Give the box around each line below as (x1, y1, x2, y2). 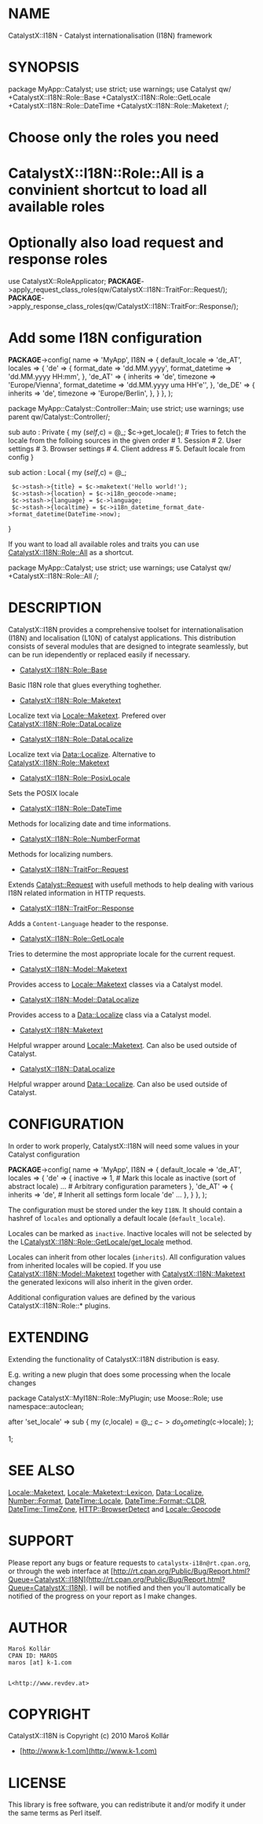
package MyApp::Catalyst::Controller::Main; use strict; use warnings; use (8, 404, 245, 414)
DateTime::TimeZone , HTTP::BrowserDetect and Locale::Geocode (8, 1504, 221, 1513)
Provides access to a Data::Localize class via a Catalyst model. (8, 1010, 212, 1020)
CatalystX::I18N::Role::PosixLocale (19, 774, 131, 783)
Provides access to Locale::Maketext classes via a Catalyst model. (8, 980, 223, 989)
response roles (8, 251, 108, 268)
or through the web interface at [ (8, 1566, 114, 1576)
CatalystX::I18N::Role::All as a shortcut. (8, 548, 134, 557)
